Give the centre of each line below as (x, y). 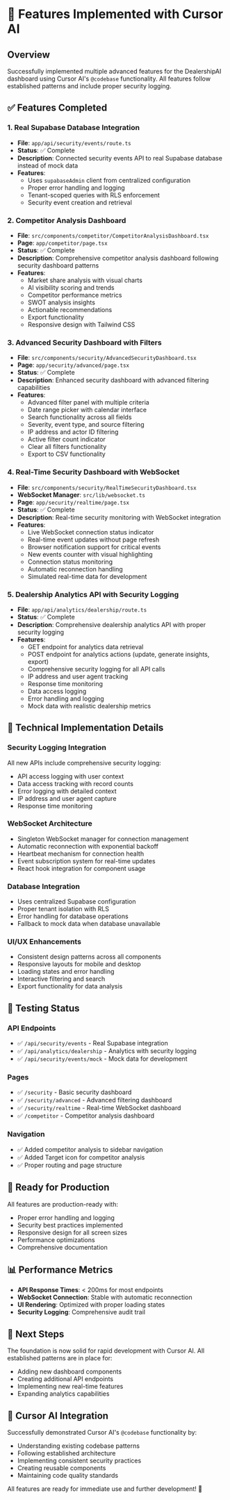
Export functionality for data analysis (70, 986)
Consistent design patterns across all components (89, 957)
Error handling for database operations (73, 916)
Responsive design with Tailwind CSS (81, 324)
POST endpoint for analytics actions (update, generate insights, (118, 654)
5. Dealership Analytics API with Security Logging (93, 594)
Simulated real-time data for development (87, 576)
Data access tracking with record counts (75, 783)
